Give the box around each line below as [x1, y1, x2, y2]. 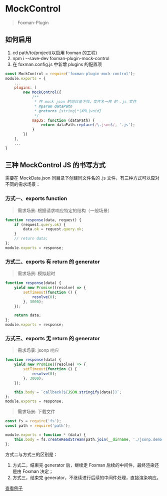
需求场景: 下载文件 [17, 409, 55, 415]
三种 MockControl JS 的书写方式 [5, 161, 106, 169]
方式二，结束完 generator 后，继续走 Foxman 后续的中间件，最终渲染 [12, 462, 155, 468]
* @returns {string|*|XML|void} [34, 108, 101, 113]
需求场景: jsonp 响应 [17, 347, 59, 353]
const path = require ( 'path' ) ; [5, 423, 70, 428]
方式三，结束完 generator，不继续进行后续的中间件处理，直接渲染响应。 [12, 474, 161, 480]
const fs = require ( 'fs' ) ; [5, 419, 61, 424]
